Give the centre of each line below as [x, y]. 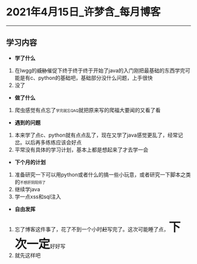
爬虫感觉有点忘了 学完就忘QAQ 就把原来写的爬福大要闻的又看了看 [88, 110]
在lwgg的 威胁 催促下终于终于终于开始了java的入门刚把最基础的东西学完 [100, 70]
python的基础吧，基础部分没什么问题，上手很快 [95, 77]
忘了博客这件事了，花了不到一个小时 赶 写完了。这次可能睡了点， [91, 229]
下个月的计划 [30, 162]
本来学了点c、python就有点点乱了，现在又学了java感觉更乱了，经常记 [99, 135]
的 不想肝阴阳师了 [30, 182]
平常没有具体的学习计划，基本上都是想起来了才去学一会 [81, 150]
